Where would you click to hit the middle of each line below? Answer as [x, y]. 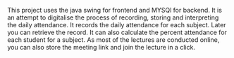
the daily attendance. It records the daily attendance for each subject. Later [117, 25]
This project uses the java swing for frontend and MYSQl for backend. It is [115, 10]
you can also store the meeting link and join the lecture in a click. [101, 47]
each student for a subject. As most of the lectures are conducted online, [113, 40]
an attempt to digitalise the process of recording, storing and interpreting [113, 17]
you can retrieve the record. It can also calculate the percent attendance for [117, 32]
